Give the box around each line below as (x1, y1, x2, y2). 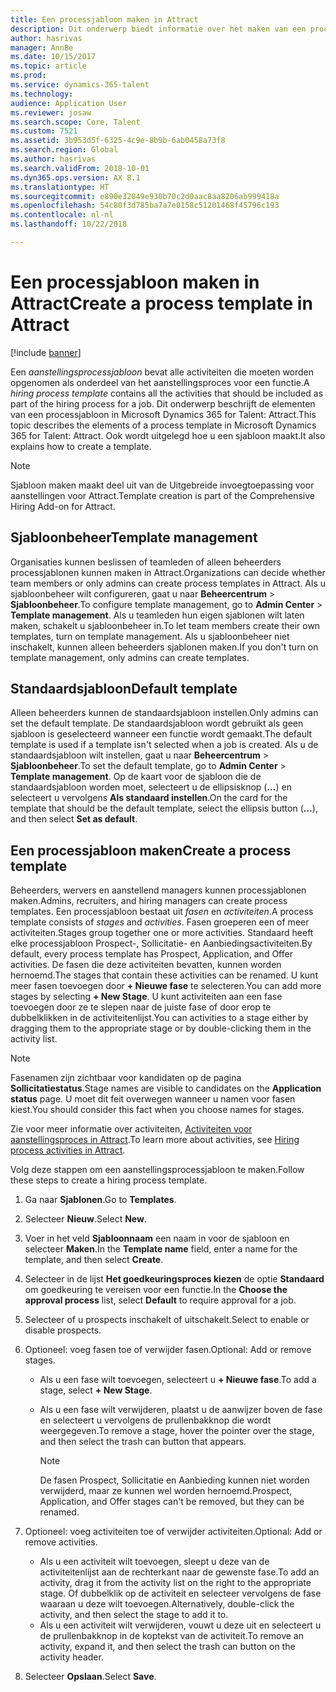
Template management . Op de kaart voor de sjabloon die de (10, 771, 262, 783)
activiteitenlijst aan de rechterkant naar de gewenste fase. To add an (39, 1566, 320, 1578)
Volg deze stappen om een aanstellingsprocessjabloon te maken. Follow (10, 1164, 305, 1176)
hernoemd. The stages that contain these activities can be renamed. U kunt (10, 969, 318, 981)
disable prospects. (24, 1324, 102, 1336)
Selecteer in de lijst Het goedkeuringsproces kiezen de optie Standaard (24, 1273, 325, 1285)
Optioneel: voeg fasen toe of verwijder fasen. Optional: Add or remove (24, 1344, 312, 1356)
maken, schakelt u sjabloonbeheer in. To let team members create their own (10, 619, 321, 631)
